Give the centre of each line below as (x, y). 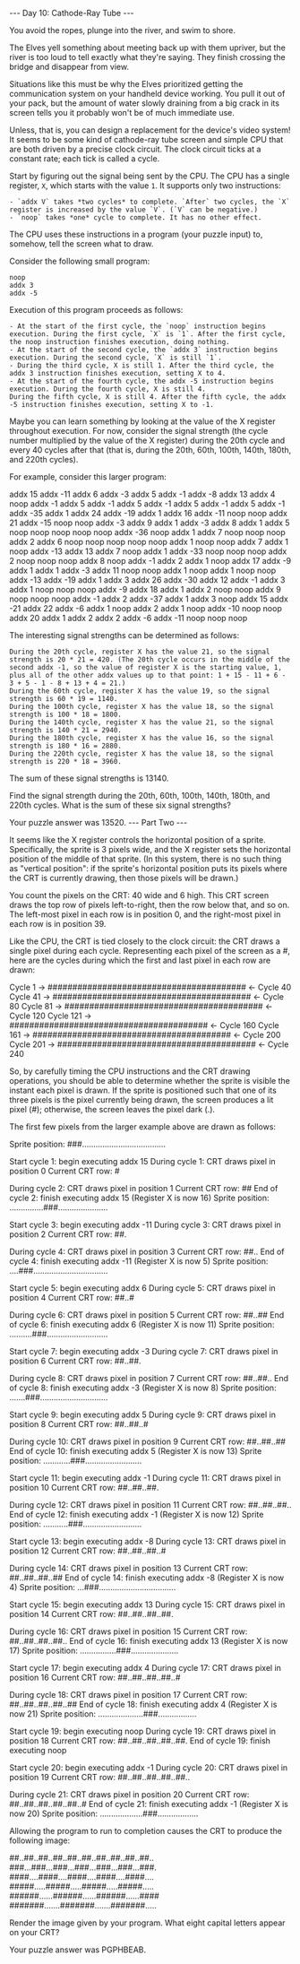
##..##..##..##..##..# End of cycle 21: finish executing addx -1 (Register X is (149, 1804)
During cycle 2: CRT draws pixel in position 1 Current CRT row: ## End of (144, 1188)
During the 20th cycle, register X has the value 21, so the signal (140, 652)
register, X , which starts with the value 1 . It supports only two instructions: (145, 186)
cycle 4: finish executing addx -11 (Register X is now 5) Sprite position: (139, 1261)
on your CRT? (34, 1932)
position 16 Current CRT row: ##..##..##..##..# (95, 1677)
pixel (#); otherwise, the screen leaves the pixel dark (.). (112, 1109)
